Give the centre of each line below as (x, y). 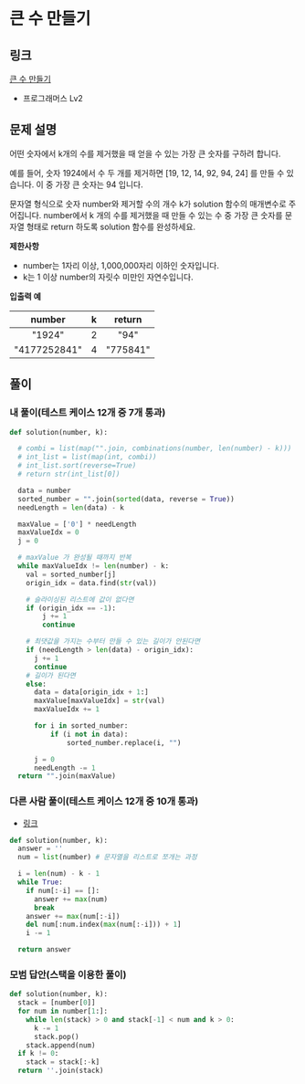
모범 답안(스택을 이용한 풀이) (68, 974)
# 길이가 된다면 (51, 675)
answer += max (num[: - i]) (73, 916)
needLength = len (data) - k (71, 508)
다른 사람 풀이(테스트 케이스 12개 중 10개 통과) (104, 802)
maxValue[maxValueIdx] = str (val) (100, 701)
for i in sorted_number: (81, 726)
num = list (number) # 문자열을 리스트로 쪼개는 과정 (108, 858)
